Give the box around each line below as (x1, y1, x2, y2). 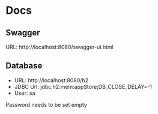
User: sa (14, 89, 35, 97)
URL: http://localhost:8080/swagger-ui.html (5, 43, 114, 50)
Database (5, 61, 43, 71)
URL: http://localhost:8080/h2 (14, 76, 88, 84)
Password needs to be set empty (5, 101, 88, 108)
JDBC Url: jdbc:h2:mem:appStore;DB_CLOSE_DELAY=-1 (14, 83, 153, 90)
